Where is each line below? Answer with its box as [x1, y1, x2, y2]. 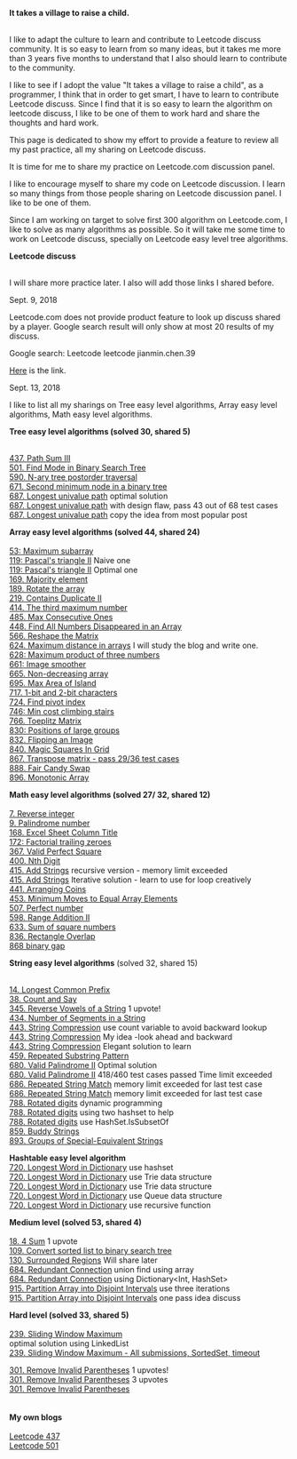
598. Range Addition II [9, 913, 90, 922]
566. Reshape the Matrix [9, 631, 99, 641]
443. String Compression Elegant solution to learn [9, 1041, 192, 1051]
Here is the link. [9, 365, 66, 376]
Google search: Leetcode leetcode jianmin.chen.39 [9, 348, 196, 358]
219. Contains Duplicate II [9, 593, 102, 603]
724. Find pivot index [9, 697, 86, 707]
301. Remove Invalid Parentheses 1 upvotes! [9, 1365, 169, 1375]
